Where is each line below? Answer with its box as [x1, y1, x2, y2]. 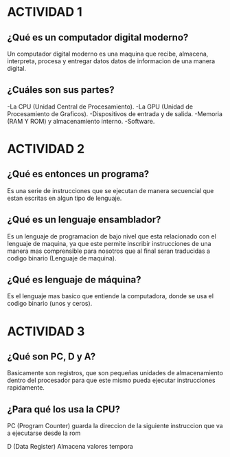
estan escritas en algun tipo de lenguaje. [7, 194, 122, 202]
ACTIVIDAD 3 [7, 324, 85, 339]
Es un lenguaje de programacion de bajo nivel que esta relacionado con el [7, 232, 216, 241]
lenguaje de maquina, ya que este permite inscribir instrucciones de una [7, 239, 211, 247]
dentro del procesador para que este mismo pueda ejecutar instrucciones [7, 376, 216, 385]
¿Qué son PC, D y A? [7, 351, 96, 363]
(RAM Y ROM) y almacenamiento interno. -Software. [7, 117, 155, 125]
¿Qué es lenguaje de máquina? [7, 274, 141, 286]
